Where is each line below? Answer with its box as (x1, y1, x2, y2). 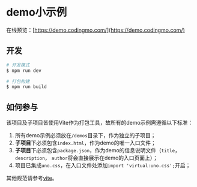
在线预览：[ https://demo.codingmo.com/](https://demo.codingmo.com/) (6, 26, 185, 34)
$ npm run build (6, 84, 47, 90)
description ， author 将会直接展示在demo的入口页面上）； (14, 154, 158, 162)
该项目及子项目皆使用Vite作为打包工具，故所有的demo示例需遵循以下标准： (6, 119, 193, 126)
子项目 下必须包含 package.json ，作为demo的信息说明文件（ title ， (14, 147, 180, 154)
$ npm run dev (6, 67, 42, 74)
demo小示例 (6, 5, 67, 19)
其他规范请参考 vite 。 (6, 174, 58, 182)
